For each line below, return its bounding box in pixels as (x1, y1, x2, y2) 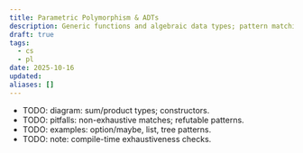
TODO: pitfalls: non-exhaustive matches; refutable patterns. (22, 114, 245, 125)
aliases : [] (9, 80, 54, 89)
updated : (9, 72, 42, 81)
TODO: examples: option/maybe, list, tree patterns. (22, 123, 212, 135)
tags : (9, 38, 30, 48)
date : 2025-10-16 (9, 64, 75, 73)
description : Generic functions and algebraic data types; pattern (9, 22, 269, 31)
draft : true (9, 30, 54, 39)
